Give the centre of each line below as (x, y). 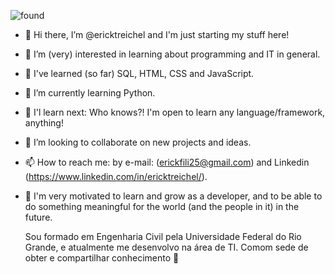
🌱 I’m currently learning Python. (90, 93)
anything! (44, 123)
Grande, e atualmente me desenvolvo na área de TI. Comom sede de (166, 247)
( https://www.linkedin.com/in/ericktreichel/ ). (116, 176)
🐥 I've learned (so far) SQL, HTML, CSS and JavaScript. (139, 73)
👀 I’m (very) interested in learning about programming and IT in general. (172, 54)
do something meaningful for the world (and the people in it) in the (162, 206)
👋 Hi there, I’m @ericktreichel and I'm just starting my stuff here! (157, 34)
